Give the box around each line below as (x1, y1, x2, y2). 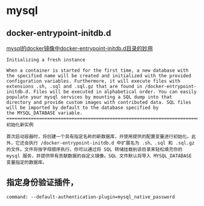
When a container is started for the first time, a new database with (6, 67, 189, 74)
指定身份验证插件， (6, 177, 78, 188)
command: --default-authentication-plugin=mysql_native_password (6, 194, 175, 200)
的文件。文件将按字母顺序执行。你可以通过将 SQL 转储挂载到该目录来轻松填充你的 (6, 146, 183, 153)
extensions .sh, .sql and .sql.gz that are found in (6, 83, 143, 89)
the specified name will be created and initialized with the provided (6, 73, 191, 79)
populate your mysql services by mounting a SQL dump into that (6, 94, 172, 100)
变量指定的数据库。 (6, 159, 47, 165)
